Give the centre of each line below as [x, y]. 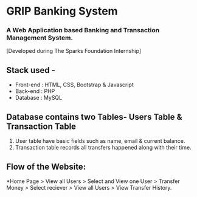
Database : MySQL [39, 98]
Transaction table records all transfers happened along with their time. [103, 148]
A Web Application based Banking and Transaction [83, 30]
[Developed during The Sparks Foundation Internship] [74, 51]
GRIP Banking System [62, 11]
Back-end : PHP [35, 91]
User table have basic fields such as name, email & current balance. [100, 141]
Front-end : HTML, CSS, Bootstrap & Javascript [74, 85]
